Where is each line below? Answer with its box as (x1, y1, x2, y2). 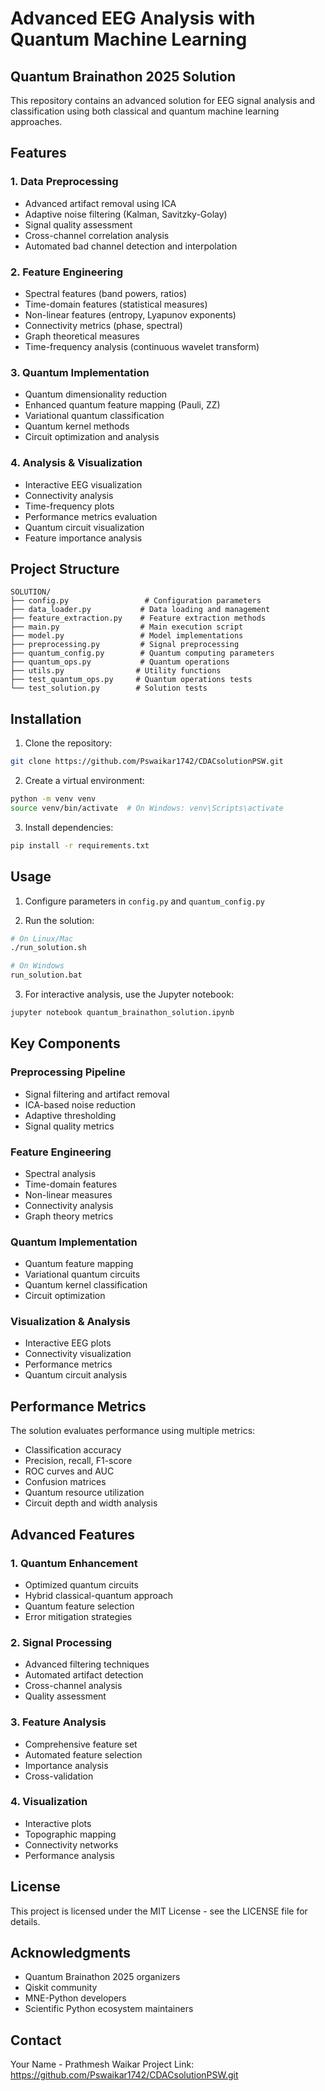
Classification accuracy (24, 1444, 122, 1456)
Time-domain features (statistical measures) (24, 298, 208, 310)
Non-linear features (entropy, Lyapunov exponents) (24, 308, 237, 321)
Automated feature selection (24, 1748, 143, 1761)
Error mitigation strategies (24, 1610, 133, 1622)
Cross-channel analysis (24, 1680, 123, 1692)
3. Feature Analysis (10, 1715, 107, 1729)
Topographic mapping (24, 1828, 117, 1840)
